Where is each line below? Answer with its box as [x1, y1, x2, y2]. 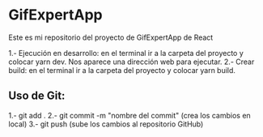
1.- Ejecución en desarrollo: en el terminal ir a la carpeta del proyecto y [8, 48, 244, 58]
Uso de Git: [8, 89, 66, 103]
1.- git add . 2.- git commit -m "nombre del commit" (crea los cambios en [8, 110, 251, 120]
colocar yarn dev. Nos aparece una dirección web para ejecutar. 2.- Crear [8, 57, 255, 66]
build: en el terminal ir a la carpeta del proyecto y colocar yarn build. [8, 65, 236, 75]
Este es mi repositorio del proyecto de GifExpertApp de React [8, 32, 214, 42]
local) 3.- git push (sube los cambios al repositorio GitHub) [8, 119, 204, 129]
